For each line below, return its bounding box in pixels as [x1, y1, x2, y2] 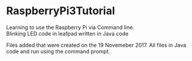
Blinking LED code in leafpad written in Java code [6, 30, 129, 37]
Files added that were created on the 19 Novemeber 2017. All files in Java [6, 41, 187, 49]
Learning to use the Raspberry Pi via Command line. [6, 24, 135, 31]
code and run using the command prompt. [6, 47, 111, 54]
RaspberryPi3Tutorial [6, 4, 115, 18]
